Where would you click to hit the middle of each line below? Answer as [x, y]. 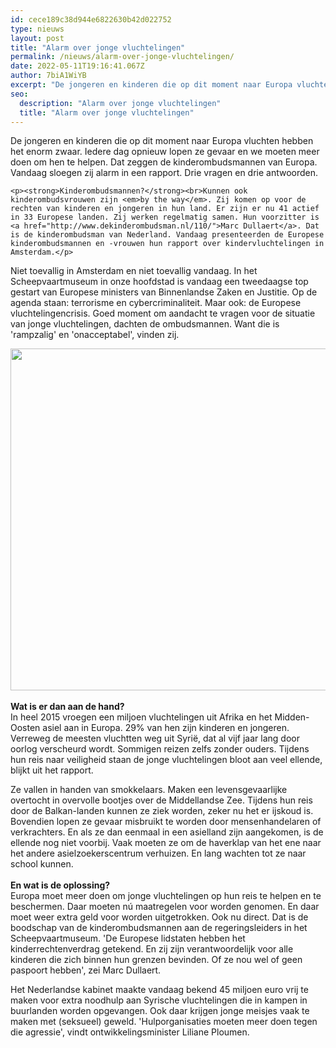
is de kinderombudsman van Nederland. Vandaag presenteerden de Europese [167, 235]
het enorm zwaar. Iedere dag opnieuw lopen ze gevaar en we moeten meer [165, 152]
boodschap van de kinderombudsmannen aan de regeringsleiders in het [159, 928]
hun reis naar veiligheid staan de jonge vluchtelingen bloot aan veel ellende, [166, 760]
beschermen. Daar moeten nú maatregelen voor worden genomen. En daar [165, 907]
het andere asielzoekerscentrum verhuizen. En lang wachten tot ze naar [158, 853]
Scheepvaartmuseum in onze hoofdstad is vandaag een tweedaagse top [159, 282]
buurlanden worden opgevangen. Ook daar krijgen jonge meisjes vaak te [160, 1011]
